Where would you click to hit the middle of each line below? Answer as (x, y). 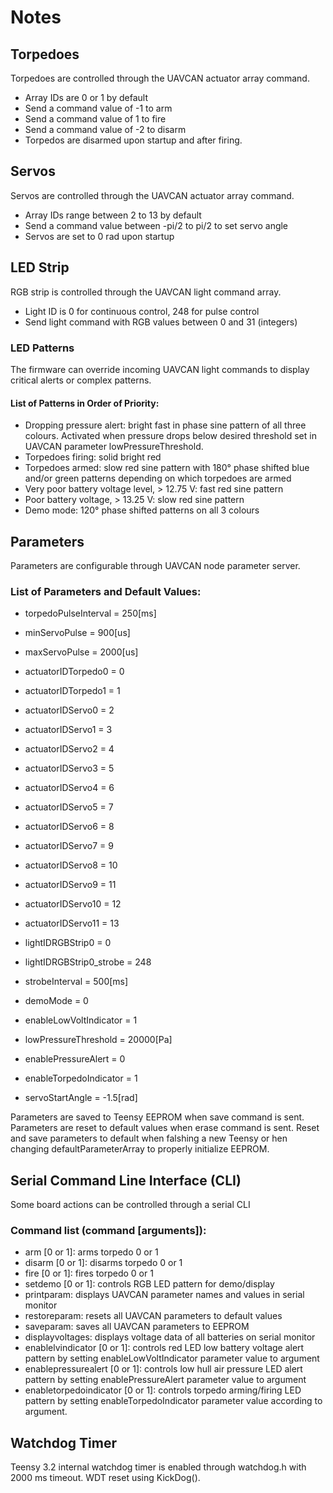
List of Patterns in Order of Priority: (85, 403)
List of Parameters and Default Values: (106, 591)
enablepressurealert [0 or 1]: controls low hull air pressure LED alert (163, 1369)
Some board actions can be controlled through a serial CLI (130, 1205)
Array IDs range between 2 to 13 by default (113, 215)
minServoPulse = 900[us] (77, 633)
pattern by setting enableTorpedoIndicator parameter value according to (173, 1401)
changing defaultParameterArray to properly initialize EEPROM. (140, 1149)
